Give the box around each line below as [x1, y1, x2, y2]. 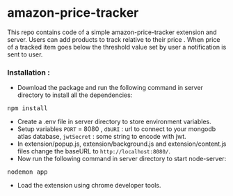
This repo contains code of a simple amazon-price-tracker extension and [7, 28, 217, 36]
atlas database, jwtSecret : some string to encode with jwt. [17, 133, 186, 141]
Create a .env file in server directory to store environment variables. [17, 117, 212, 126]
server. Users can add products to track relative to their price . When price [7, 35, 220, 43]
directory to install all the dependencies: [17, 91, 133, 99]
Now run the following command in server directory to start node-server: [17, 155, 227, 163]
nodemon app [7, 168, 48, 176]
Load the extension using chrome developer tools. [17, 181, 161, 190]
